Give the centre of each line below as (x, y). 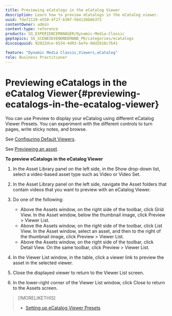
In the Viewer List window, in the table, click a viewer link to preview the (88, 257)
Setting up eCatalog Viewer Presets (63, 308)
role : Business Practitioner (36, 57)
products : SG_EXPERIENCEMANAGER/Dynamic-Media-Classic (65, 34)
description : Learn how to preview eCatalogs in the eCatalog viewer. (82, 15)
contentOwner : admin (27, 24)
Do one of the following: (38, 199)
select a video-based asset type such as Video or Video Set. (77, 174)
